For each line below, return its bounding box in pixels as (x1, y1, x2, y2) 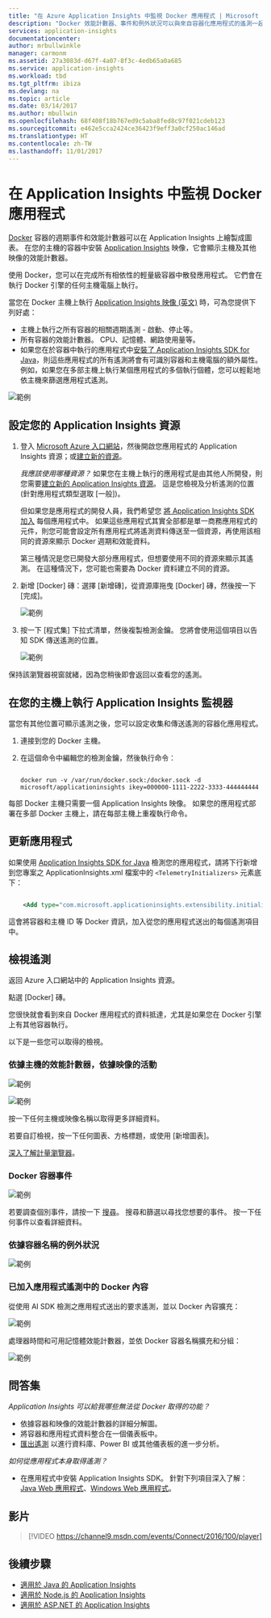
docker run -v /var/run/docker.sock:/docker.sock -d (19, 776, 202, 784)
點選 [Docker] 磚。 (8, 992, 70, 1002)
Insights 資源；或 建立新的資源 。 (19, 452, 127, 461)
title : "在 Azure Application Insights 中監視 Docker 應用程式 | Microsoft (8, 11, 260, 20)
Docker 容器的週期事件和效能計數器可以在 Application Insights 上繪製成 (8, 233, 245, 242)
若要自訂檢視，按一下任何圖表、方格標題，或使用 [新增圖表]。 (8, 1131, 214, 1140)
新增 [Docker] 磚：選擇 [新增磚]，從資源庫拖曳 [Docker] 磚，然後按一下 (19, 581, 256, 591)
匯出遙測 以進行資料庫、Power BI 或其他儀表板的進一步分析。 (19, 1439, 224, 1449)
